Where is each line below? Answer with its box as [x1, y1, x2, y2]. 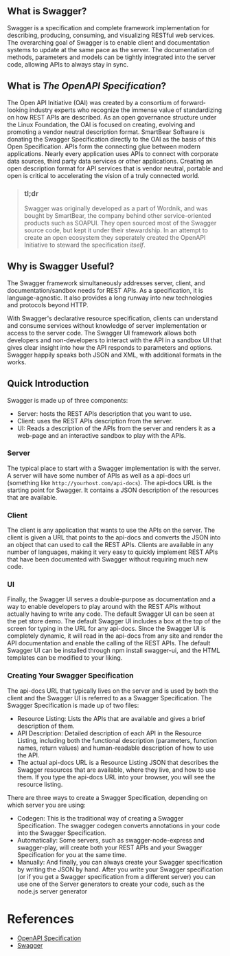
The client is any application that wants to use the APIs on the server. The [7, 526, 215, 535]
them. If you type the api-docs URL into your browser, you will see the [16, 772, 215, 781]
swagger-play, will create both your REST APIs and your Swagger [16, 843, 203, 852]
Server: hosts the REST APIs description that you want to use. [16, 409, 192, 418]
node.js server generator [16, 887, 88, 896]
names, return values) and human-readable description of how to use [16, 744, 214, 752]
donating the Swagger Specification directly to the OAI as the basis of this [7, 135, 216, 143]
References [7, 911, 74, 926]
